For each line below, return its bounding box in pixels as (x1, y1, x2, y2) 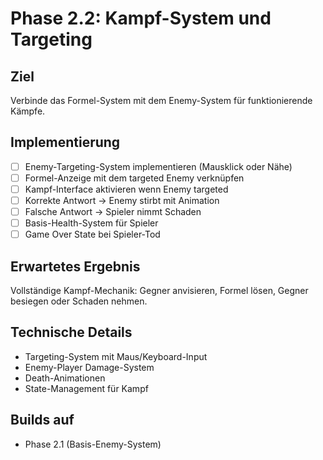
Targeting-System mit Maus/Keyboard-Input (24, 350, 208, 362)
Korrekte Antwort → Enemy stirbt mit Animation (24, 195, 220, 206)
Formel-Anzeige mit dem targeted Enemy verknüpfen (24, 172, 245, 184)
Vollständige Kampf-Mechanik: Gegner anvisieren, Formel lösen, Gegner (10, 285, 309, 297)
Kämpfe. (10, 105, 46, 117)
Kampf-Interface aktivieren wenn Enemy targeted (24, 183, 229, 195)
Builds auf (10, 412, 75, 429)
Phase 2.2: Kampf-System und (10, 7, 272, 30)
